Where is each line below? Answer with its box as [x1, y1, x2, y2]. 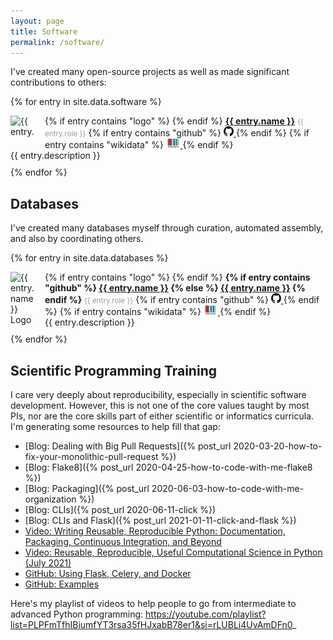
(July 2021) [24, 557, 72, 569]
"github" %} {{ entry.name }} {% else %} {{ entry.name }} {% [44, 282, 306, 294]
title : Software [10, 26, 78, 37]
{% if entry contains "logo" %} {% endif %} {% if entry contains [44, 271, 311, 284]
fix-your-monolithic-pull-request [24, 451, 159, 462]
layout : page [10, 16, 65, 26]
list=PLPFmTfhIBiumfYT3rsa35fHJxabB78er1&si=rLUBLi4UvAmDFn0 [10, 619, 293, 630]
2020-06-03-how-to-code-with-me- [151, 483, 305, 494]
